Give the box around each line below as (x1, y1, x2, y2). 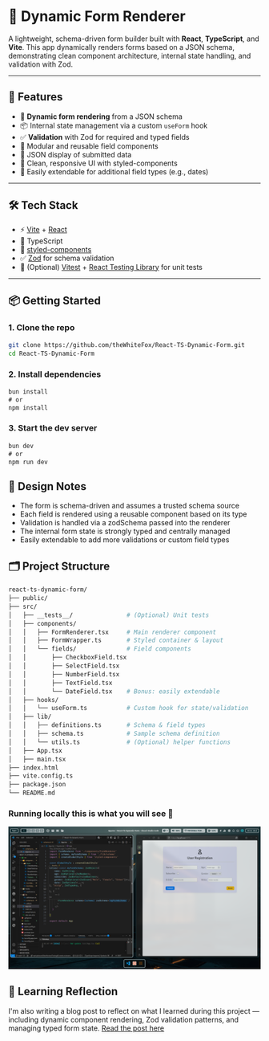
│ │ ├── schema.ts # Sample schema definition (8, 730, 220, 738)
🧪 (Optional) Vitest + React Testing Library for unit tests (19, 262, 203, 271)
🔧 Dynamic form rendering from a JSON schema (19, 112, 183, 121)
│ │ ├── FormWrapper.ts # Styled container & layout (8, 636, 224, 645)
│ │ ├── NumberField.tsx (8, 670, 120, 678)
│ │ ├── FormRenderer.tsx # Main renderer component (8, 628, 217, 636)
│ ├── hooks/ (8, 696, 59, 704)
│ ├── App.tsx (8, 746, 62, 754)
